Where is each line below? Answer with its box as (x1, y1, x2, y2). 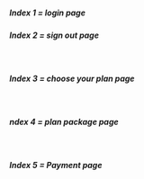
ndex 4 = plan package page (9, 116, 119, 127)
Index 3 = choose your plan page (9, 73, 135, 84)
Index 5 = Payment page (9, 159, 103, 170)
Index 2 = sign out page (9, 30, 99, 40)
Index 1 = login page (9, 7, 85, 18)
